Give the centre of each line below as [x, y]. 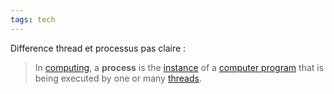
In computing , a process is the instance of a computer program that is [179, 67]
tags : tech [33, 19]
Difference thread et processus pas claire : [98, 48]
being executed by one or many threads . [118, 78]
